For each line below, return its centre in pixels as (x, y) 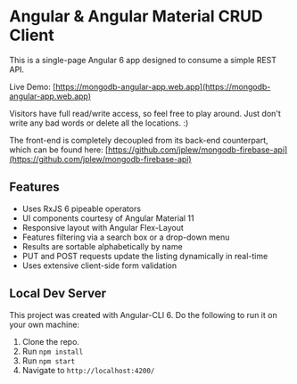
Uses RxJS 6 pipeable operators (81, 208)
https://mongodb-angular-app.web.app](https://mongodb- (163, 86)
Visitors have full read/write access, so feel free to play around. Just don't (145, 113)
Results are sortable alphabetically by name (102, 246)
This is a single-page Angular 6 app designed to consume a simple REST (143, 60)
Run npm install (53, 351)
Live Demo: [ (33, 86)
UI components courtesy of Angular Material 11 (108, 218)
